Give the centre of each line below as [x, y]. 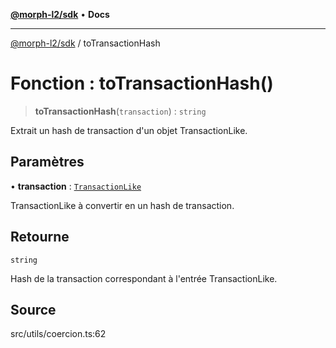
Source [33, 309]
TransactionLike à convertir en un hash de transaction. [122, 205]
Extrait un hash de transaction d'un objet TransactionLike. [129, 130]
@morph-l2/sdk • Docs [60, 14]
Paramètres [47, 162]
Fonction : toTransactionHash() [142, 83]
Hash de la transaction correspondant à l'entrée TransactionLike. [144, 278]
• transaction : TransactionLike [76, 186]
